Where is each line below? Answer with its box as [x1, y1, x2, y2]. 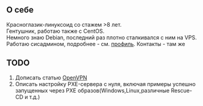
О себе [6, 5, 34, 15]
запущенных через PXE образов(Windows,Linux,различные [15, 87, 169, 94]
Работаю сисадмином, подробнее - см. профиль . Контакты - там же [6, 40, 186, 47]
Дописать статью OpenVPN [15, 74, 87, 81]
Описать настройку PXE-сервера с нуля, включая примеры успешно [15, 80, 196, 87]
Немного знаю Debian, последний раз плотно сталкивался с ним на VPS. [6, 33, 197, 41]
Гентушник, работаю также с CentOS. [6, 27, 105, 35]
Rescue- [170, 87, 193, 94]
